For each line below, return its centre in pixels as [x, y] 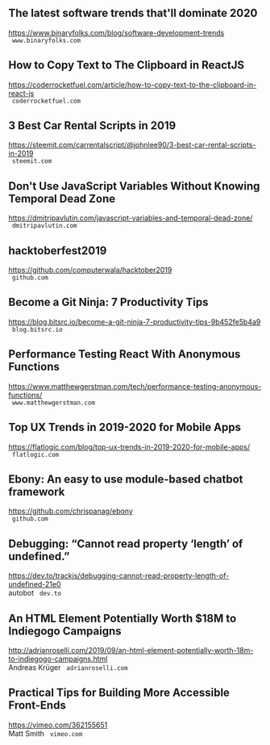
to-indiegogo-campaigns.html [58, 659]
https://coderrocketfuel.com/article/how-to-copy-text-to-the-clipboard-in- [133, 85]
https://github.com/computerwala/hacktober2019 [90, 270]
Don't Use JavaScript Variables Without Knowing [134, 186]
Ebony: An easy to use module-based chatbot [126, 479]
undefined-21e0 [35, 584]
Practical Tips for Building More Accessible [119, 693]
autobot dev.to [35, 593]
